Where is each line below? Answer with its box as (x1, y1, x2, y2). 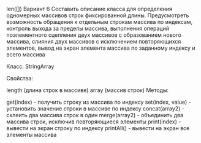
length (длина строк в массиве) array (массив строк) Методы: (6, 87, 169, 94)
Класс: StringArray (6, 63, 55, 70)
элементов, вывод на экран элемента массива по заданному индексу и (6, 44, 195, 52)
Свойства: (6, 75, 34, 82)
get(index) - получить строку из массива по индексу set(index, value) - (6, 98, 191, 106)
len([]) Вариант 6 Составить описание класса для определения (6, 6, 173, 12)
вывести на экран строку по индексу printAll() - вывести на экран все (6, 125, 190, 131)
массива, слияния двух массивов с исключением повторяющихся (6, 38, 181, 45)
